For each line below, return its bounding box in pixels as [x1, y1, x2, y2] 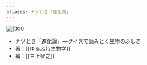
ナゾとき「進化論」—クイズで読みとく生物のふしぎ [14, 37, 141, 45]
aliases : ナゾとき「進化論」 [6, 8, 71, 15]
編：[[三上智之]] [14, 52, 55, 60]
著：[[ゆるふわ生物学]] [14, 45, 71, 52]
